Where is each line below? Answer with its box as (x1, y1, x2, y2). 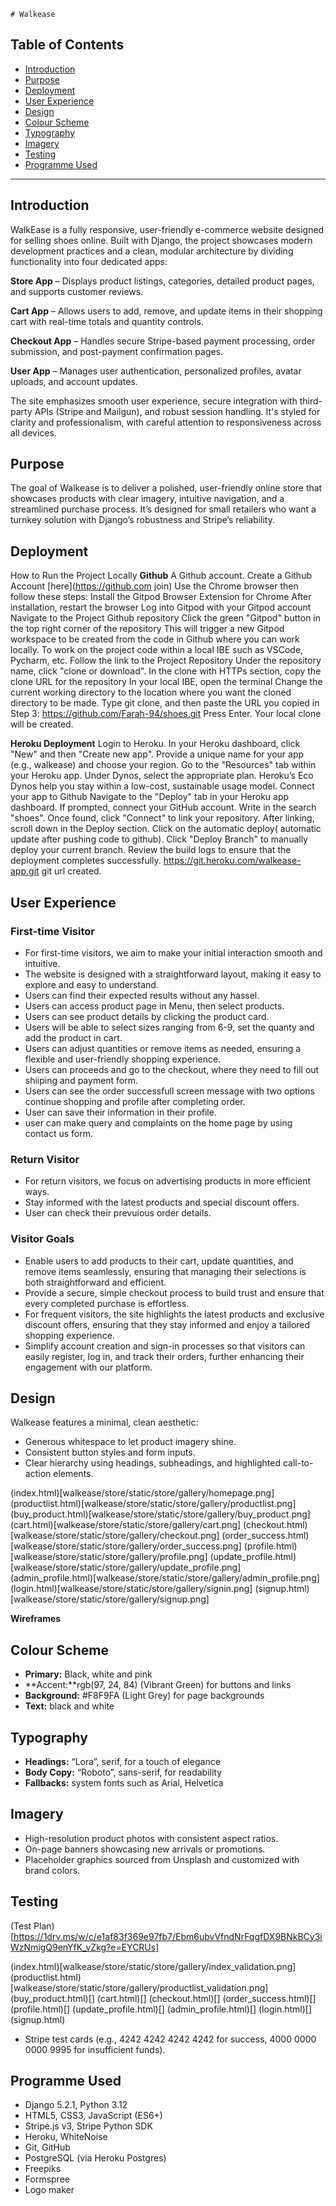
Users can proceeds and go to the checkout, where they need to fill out (24, 1063, 320, 1075)
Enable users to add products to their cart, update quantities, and (24, 1255, 294, 1267)
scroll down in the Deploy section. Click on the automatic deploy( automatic (10, 823, 322, 835)
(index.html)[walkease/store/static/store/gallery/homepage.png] (10, 1487, 275, 1499)
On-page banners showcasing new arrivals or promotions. (24, 1843, 266, 1855)
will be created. (10, 718, 74, 730)
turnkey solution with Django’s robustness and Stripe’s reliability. (10, 514, 275, 526)
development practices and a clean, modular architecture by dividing (10, 245, 294, 257)
